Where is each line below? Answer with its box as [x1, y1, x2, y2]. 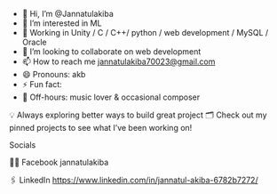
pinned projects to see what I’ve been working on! [9, 123, 193, 133]
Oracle [21, 36, 47, 47]
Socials [9, 140, 36, 150]
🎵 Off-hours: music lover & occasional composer [21, 92, 201, 102]
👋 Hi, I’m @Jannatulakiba [21, 9, 114, 19]
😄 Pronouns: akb [21, 69, 86, 79]
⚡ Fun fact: [21, 79, 62, 89]
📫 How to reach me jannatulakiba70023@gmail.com [21, 56, 216, 67]
